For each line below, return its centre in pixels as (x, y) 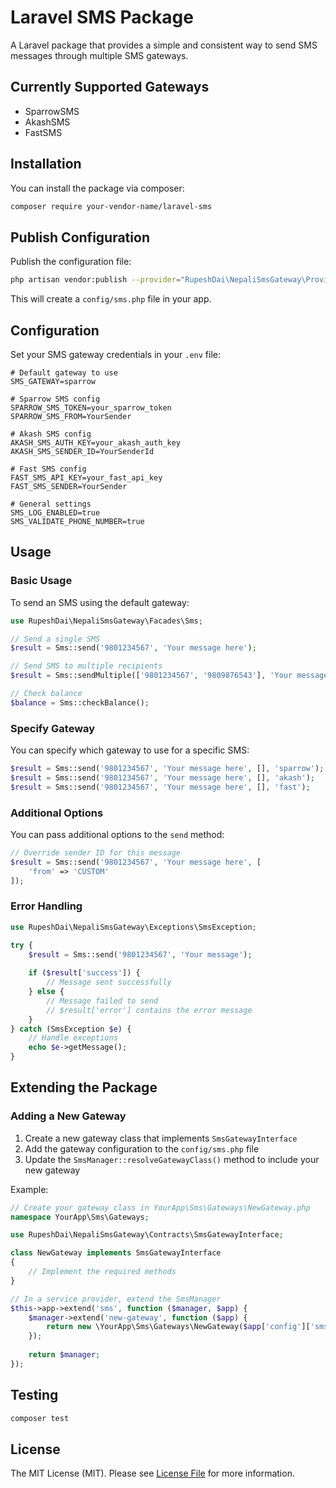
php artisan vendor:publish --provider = (96, 280)
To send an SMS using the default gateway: (100, 602)
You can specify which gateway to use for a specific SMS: (130, 750)
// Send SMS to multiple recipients (86, 666)
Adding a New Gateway (68, 1116)
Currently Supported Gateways (110, 87)
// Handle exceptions (73, 1038)
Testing (34, 1395)
